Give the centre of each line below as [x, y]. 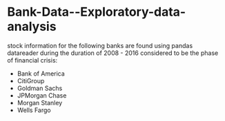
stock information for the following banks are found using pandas [100, 45]
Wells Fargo [34, 110]
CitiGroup [31, 80]
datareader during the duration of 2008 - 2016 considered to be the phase [113, 53]
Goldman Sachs [40, 88]
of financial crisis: [32, 60]
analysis [32, 26]
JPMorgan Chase [42, 95]
